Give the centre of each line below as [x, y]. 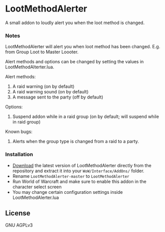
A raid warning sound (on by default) [50, 92]
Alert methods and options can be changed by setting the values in [74, 62]
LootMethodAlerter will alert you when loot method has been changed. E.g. [83, 47]
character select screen [37, 187]
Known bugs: [19, 132]
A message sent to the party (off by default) [58, 97]
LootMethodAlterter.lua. [30, 67]
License [18, 213]
